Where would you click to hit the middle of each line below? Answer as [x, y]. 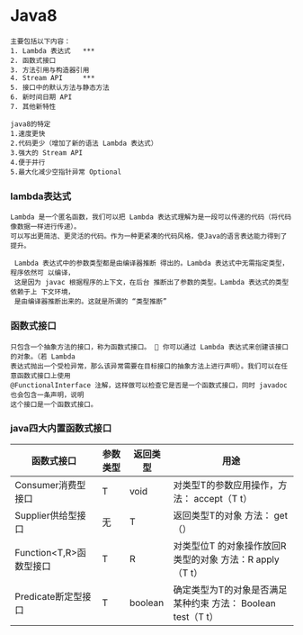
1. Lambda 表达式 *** [53, 50]
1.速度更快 [28, 133]
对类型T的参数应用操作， [226, 485]
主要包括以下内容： [40, 41]
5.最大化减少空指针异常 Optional [66, 172]
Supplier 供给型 [46, 515]
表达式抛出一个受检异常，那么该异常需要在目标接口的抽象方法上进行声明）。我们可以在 [146, 366]
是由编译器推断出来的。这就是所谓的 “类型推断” [90, 302]
